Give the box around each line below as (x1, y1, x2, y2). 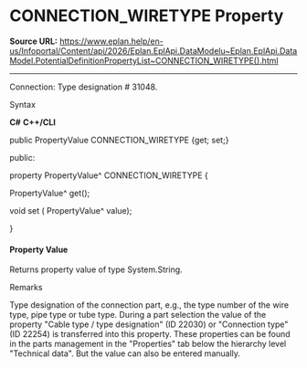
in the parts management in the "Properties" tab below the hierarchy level (9, 339, 287, 350)
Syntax (9, 99, 37, 110)
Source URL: (9, 36, 58, 47)
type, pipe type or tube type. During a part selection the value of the (9, 310, 267, 321)
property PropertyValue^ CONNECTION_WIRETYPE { (9, 170, 208, 181)
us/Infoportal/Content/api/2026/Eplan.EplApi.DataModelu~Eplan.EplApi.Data (9, 45, 298, 56)
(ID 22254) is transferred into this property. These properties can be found (9, 329, 291, 340)
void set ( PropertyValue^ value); (9, 205, 132, 216)
